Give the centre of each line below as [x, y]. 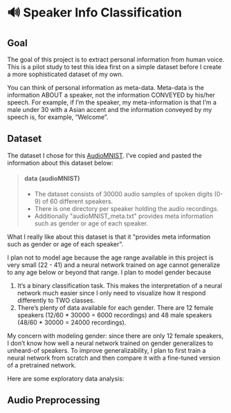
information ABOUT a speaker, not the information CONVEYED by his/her [111, 95]
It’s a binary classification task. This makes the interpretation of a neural [120, 286]
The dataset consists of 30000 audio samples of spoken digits [123, 194]
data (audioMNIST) [52, 178]
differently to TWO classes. [56, 300]
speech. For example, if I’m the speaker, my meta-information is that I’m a [112, 102]
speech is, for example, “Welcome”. [58, 117]
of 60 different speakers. [78, 201]
